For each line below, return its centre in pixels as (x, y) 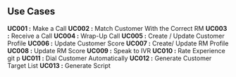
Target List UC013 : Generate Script (59, 65)
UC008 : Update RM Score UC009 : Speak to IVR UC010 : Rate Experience (116, 50)
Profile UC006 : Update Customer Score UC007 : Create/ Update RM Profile (118, 43)
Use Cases (31, 12)
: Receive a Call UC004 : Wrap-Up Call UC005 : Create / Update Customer (116, 36)
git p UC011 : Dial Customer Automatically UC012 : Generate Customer (110, 58)
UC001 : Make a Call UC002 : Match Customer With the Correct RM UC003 (117, 28)
